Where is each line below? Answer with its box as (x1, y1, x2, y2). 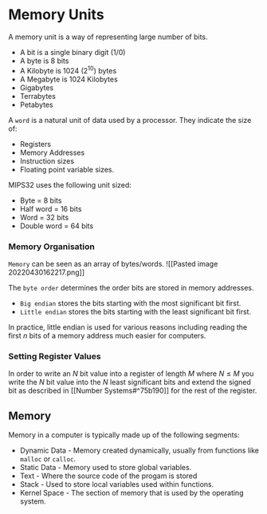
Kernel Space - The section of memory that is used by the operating (19, 488, 244, 497)
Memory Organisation (8, 241, 96, 252)
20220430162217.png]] (8, 267, 85, 277)
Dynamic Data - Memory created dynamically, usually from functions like (19, 445, 260, 455)
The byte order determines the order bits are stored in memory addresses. (8, 283, 254, 292)
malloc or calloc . (19, 454, 77, 464)
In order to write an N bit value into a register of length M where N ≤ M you (8, 369, 254, 378)
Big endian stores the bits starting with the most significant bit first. (19, 298, 241, 308)
